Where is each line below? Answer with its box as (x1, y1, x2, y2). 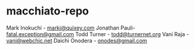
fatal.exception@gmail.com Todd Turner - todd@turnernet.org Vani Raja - (6, 30, 189, 37)
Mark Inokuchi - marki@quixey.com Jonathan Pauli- (6, 24, 136, 31)
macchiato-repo (6, 4, 89, 18)
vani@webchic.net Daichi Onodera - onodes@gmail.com (6, 37, 147, 44)
